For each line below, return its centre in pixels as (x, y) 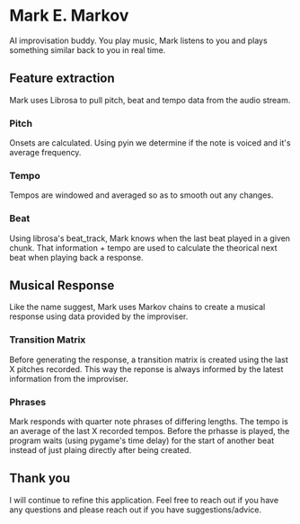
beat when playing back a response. (76, 257)
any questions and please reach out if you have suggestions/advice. (136, 510)
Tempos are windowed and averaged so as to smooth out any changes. (141, 195)
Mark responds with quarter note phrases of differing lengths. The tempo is (149, 422)
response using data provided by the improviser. (99, 316)
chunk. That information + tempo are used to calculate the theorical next (143, 247)
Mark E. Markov (69, 16)
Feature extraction (62, 79)
